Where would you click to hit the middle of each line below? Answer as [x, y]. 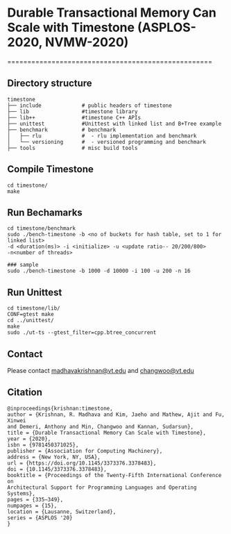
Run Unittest [35, 292]
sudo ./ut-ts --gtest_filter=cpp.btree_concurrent [82, 333]
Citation [25, 393]
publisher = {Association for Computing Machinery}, [85, 451]
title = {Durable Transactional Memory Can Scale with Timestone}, [107, 433]
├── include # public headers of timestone [89, 106]
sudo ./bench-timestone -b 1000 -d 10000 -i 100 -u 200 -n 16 [99, 271]
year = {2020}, [29, 439]
